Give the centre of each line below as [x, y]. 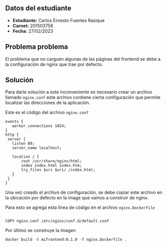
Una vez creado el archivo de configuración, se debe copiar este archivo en [84, 192]
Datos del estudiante [38, 8]
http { [12, 135]
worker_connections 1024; [39, 126]
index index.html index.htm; [51, 166]
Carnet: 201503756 [33, 26]
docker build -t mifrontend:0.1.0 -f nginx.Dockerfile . [66, 240]
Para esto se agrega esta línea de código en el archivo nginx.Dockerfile [80, 207]
